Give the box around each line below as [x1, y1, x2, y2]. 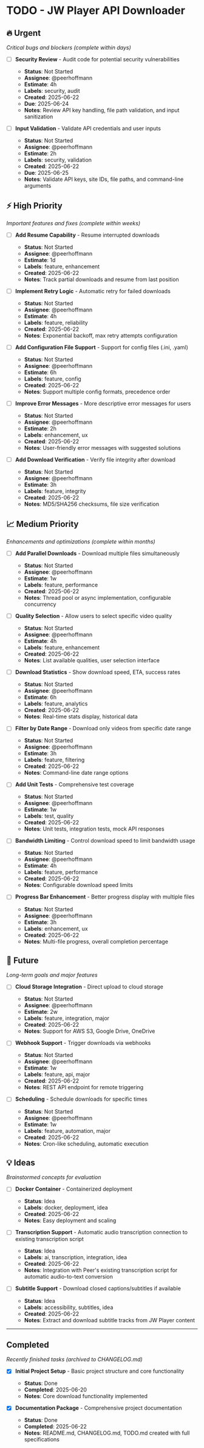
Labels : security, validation [24, 156, 92, 164]
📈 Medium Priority [6, 518, 79, 529]
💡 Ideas [6, 1157, 35, 1168]
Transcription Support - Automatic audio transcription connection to [15, 1229, 188, 1236]
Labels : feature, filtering [24, 756, 85, 764]
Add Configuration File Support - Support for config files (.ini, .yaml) [15, 344, 188, 351]
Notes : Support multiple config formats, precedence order [24, 388, 171, 395]
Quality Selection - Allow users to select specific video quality [15, 613, 172, 620]
